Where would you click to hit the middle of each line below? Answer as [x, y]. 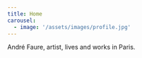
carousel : [22, 21]
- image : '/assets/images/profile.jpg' [72, 27]
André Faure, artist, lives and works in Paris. [71, 47]
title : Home [25, 14]
